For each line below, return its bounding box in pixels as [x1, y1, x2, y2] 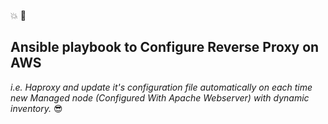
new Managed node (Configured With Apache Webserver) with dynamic [10, 91, 310, 104]
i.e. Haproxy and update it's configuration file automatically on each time [10, 81, 313, 93]
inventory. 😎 [10, 102, 63, 114]
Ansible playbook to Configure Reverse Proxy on [10, 39, 320, 56]
